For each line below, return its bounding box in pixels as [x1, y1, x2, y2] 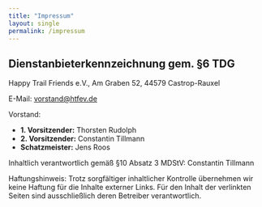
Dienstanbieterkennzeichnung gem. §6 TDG [8, 57, 235, 70]
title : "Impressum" [8, 11, 75, 20]
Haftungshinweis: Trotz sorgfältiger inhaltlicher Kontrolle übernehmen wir [8, 174, 254, 184]
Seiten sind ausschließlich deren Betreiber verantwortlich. [8, 191, 201, 201]
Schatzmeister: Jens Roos [19, 142, 111, 152]
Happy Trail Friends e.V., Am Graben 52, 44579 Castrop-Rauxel [8, 78, 221, 88]
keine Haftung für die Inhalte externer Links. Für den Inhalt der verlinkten [8, 183, 251, 192]
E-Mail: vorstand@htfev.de [8, 94, 97, 103]
